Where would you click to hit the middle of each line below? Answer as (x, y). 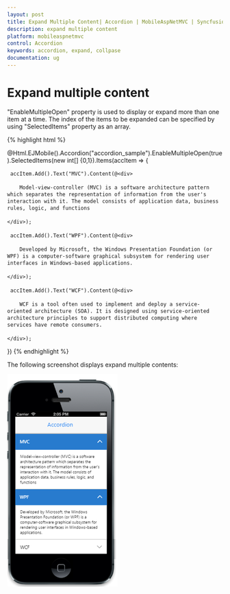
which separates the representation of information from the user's (107, 194)
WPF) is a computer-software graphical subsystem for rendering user (108, 256)
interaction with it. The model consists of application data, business (113, 201)
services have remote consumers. (55, 325)
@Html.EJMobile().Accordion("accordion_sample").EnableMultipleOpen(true (115, 153)
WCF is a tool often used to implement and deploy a (96, 304)
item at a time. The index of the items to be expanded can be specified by (111, 119)
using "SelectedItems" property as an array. (69, 126)
